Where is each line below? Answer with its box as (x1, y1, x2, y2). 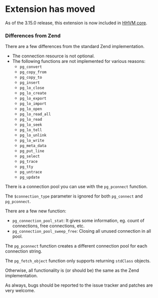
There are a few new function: (5, 208, 67, 214)
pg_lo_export (19, 96, 47, 101)
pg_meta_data (19, 144, 47, 149)
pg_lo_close (19, 86, 44, 91)
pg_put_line (19, 149, 44, 154)
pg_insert (19, 80, 40, 85)
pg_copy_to (19, 75, 42, 80)
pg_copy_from (19, 70, 47, 75)
